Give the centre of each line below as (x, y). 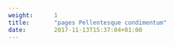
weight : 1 (33, 15)
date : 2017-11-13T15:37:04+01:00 (76, 30)
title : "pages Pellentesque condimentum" (88, 23)
